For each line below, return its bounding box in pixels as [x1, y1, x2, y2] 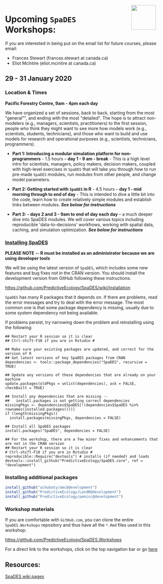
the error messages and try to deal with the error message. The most [5, 299, 144, 305]
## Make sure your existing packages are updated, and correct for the [5, 347, 154, 352]
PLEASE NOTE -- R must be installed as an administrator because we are [5, 250, 155, 256]
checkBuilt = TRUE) [5, 385, 45, 390]
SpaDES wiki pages [5, 573, 44, 579]
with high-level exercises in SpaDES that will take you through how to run [12, 166, 156, 172]
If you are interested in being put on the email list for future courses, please [5, 40, 157, 46]
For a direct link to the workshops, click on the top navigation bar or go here [5, 546, 158, 552]
